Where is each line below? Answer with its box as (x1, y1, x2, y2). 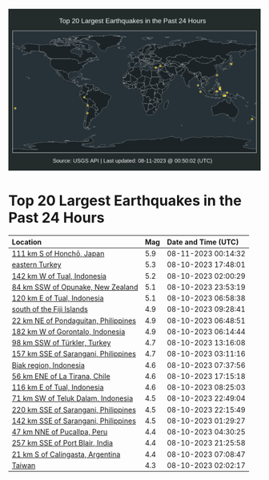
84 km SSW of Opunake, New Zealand (11, 282, 139, 292)
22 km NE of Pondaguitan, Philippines (11, 316, 136, 325)
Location (11, 237, 42, 247)
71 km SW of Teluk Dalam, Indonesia (11, 393, 134, 403)
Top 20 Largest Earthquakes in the (8, 192, 242, 209)
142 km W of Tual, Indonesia (11, 271, 106, 280)
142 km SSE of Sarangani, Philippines (11, 416, 136, 426)
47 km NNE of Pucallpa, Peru (11, 427, 108, 437)
